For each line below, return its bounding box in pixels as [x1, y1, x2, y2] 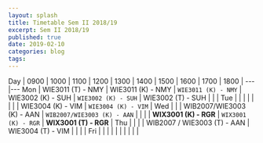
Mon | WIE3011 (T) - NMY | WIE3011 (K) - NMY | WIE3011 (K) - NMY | [21, 84, 242, 94]
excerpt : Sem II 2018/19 [8, 26, 89, 34]
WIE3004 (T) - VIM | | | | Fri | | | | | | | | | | [8, 126, 139, 135]
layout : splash [8, 11, 58, 20]
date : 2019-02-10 [8, 41, 65, 48]
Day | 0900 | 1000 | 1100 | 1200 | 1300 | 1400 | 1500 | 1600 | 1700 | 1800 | [8, 76, 244, 86]
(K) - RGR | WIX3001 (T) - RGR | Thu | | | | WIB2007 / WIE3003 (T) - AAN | [8, 118, 250, 127]
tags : [8, 55, 26, 63]
